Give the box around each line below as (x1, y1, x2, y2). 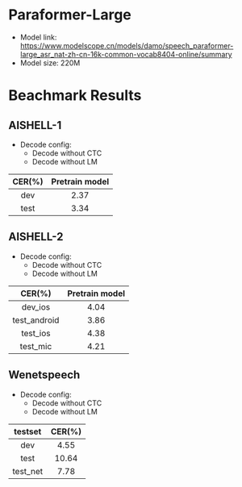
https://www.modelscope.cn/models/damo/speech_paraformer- (19, 40, 234, 50)
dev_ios (21, 301, 51, 312)
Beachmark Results (8, 86, 142, 105)
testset (13, 426, 42, 437)
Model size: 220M (19, 58, 81, 68)
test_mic (19, 340, 52, 352)
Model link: (19, 32, 57, 42)
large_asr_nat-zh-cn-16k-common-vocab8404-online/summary (19, 49, 232, 59)
